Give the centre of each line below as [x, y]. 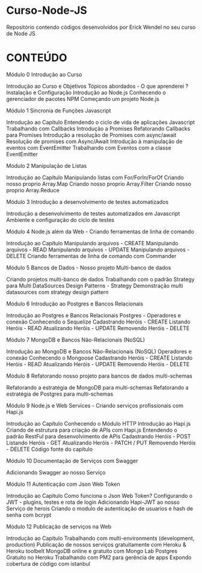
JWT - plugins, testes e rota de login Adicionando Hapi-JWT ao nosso [93, 502]
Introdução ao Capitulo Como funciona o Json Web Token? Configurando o [99, 495]
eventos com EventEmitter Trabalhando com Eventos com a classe [89, 147]
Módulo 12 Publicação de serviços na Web [59, 526]
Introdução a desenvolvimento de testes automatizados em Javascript [93, 213]
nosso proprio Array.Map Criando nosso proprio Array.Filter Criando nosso [99, 183]
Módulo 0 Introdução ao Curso [44, 74]
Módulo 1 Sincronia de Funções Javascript [59, 110]
